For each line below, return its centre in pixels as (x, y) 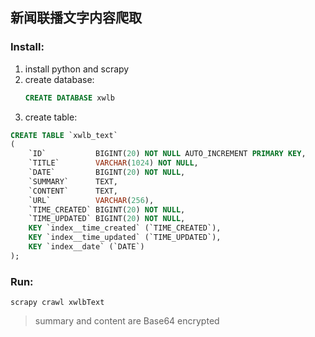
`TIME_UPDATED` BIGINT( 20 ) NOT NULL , (107, 219)
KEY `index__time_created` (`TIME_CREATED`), (125, 228)
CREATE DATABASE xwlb (69, 98)
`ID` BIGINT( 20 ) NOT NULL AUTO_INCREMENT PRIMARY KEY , (167, 154)
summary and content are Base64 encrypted (127, 321)
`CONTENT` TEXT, (73, 191)
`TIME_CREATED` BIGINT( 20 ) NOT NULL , (107, 209)
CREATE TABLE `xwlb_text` (64, 135)
